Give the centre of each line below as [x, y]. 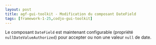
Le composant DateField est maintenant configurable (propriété [69, 32]
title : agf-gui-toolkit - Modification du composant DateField [71, 14]
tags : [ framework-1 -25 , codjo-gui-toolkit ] [49, 18]
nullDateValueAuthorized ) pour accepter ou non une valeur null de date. [78, 37]
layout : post [18, 9]
